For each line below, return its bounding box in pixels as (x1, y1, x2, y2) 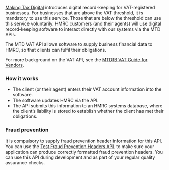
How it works (5, 75, 39, 82)
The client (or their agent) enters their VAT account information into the (12, 86, 162, 92)
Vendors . (5, 62, 24, 68)
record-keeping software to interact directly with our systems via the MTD (5, 26, 161, 32)
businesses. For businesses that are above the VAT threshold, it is (5, 10, 144, 16)
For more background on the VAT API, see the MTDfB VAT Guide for (5, 57, 148, 63)
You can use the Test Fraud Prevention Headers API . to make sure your (5, 143, 154, 150)
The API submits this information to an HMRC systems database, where (12, 103, 163, 109)
